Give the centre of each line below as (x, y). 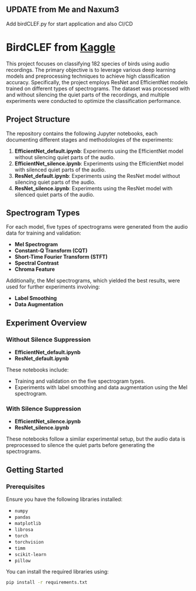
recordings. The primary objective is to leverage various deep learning (91, 70)
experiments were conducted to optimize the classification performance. (94, 101)
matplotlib (28, 524)
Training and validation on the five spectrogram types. (80, 381)
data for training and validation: (44, 233)
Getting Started (35, 470)
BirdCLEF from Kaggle (61, 47)
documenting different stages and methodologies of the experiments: (90, 139)
